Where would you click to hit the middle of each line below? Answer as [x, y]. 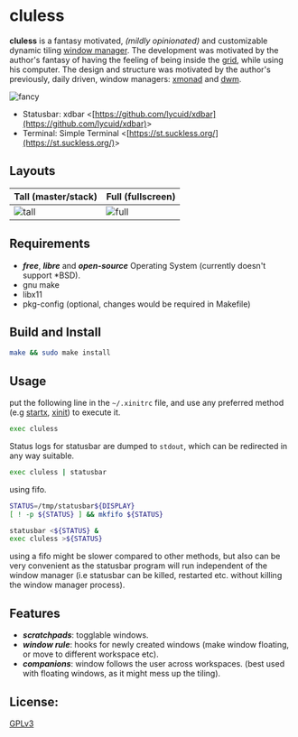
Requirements [50, 244]
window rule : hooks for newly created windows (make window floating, [156, 645]
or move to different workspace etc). [91, 654]
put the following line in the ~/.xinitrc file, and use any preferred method [147, 403]
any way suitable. [42, 456]
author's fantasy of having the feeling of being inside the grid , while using [147, 60]
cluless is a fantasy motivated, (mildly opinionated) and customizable [139, 41]
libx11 [32, 294]
